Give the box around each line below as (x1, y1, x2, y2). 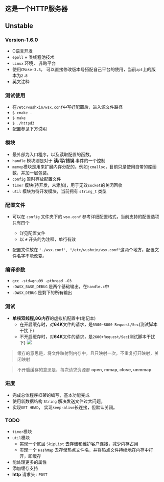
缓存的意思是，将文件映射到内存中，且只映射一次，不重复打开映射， (17, 350, 155, 356)
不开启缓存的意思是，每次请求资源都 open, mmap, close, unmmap (17, 366, 152, 372)
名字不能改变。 (16, 253, 47, 259)
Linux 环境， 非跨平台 (12, 60, 56, 66)
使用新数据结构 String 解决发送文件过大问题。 (12, 398, 105, 404)
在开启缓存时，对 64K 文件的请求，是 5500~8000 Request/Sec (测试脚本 (19, 321, 158, 327)
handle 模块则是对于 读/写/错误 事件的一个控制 (12, 157, 106, 163)
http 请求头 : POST (12, 472, 47, 478)
